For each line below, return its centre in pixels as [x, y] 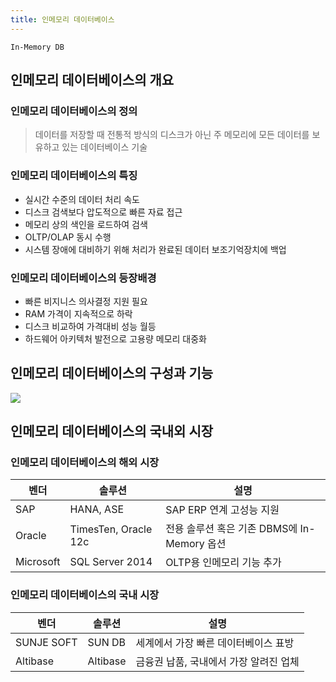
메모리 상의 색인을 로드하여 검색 [86, 224]
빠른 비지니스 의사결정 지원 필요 [86, 301]
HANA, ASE [97, 509]
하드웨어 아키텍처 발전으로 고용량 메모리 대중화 [115, 338]
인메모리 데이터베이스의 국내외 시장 [112, 431]
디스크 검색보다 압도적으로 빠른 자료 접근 [103, 212]
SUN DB [107, 642]
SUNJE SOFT [46, 642]
